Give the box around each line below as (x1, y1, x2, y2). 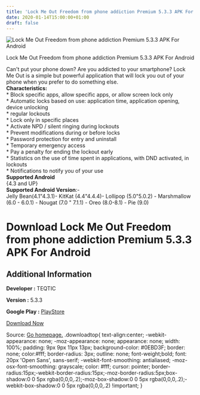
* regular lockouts (6, 110, 51, 117)
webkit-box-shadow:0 (6, 382, 61, 389)
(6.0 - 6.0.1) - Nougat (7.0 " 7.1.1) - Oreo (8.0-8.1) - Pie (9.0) (6, 199, 149, 206)
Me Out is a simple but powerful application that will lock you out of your (6, 72, 184, 79)
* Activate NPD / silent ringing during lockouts (6, 123, 119, 130)
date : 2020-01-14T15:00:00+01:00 (6, 14, 90, 20)
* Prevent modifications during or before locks (6, 129, 121, 136)
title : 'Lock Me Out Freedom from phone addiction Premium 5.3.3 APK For (6, 8, 194, 15)
